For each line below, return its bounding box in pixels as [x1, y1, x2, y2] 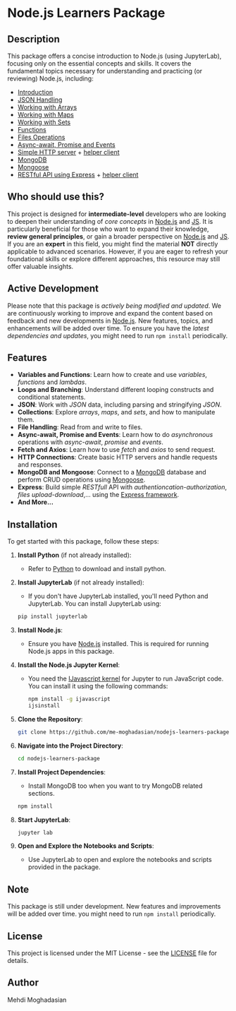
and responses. [17, 460, 63, 469]
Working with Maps [17, 111, 74, 119]
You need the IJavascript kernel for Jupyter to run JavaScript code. [27, 674, 224, 683]
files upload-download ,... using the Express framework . [17, 491, 180, 499]
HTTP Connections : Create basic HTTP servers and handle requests [17, 453, 218, 462]
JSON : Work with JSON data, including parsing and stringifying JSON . [17, 400, 222, 409]
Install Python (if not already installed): [17, 551, 132, 559]
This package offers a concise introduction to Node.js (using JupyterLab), [7, 52, 222, 60]
